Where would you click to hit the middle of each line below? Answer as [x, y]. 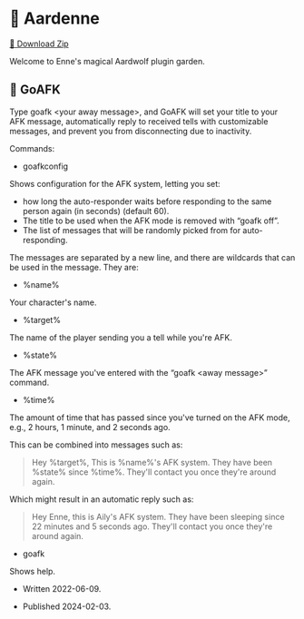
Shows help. [33, 571]
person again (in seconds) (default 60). [96, 211]
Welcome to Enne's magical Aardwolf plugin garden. [108, 61]
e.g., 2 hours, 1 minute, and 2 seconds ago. [90, 427]
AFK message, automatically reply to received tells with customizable [139, 121]
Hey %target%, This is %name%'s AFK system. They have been [152, 462]
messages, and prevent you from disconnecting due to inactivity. [131, 131]
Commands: [32, 148]
